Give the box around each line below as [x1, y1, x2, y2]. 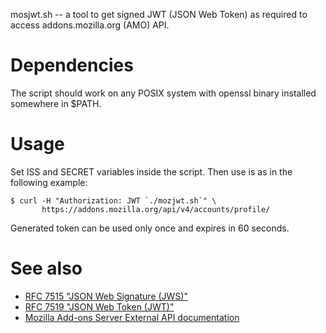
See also [10, 257, 83, 280]
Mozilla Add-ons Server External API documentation [24, 311, 240, 323]
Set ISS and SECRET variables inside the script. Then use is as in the [10, 165, 293, 178]
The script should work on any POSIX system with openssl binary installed [10, 87, 317, 99]
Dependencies [10, 54, 134, 77]
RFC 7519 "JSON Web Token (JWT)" [24, 300, 175, 313]
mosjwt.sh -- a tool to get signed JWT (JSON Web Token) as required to [10, 9, 308, 20]
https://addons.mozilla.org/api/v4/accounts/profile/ [41, 204, 271, 214]
